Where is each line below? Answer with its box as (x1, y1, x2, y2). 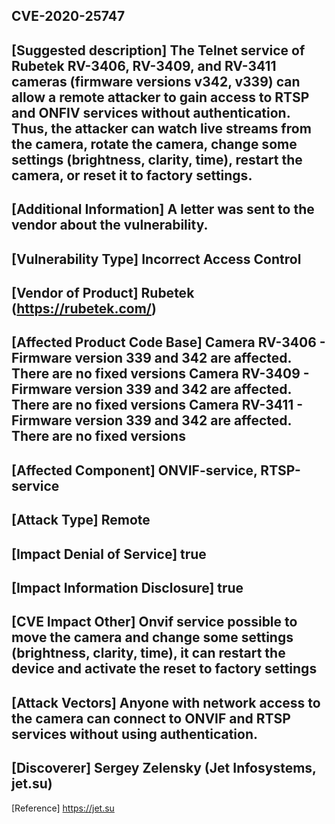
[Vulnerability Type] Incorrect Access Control (11, 250, 302, 268)
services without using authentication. (11, 725, 258, 743)
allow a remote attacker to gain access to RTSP (11, 89, 310, 106)
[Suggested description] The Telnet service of (11, 42, 306, 59)
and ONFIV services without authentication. (11, 104, 291, 121)
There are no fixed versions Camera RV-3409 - (11, 365, 310, 383)
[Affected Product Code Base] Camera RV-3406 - (11, 334, 326, 351)
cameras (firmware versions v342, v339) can (11, 73, 301, 90)
